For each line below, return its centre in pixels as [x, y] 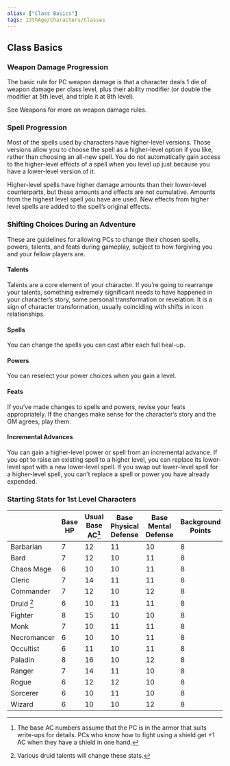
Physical [125, 526]
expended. [22, 481]
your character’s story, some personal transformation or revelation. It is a [110, 299]
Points [201, 530]
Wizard [22, 704]
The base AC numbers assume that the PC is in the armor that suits [112, 728]
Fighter [22, 615]
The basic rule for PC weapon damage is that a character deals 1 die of [107, 82]
